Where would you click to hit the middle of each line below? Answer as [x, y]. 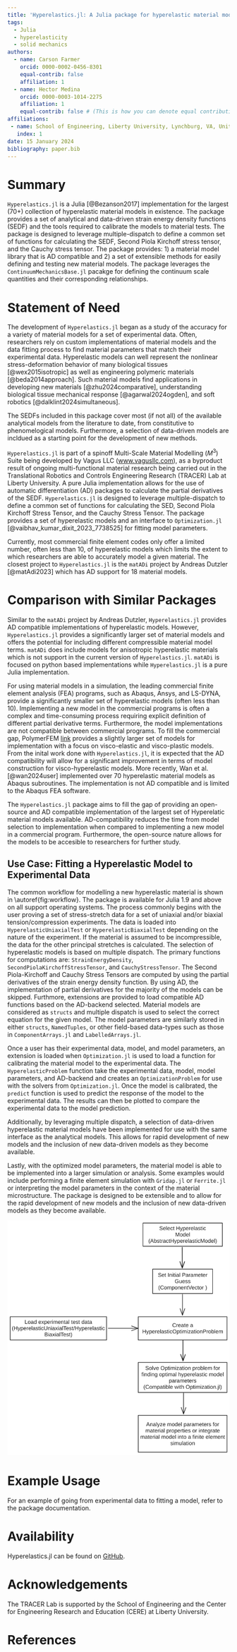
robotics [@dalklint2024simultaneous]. [64, 402]
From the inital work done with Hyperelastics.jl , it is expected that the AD [116, 753]
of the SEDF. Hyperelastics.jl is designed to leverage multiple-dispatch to [116, 498]
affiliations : [28, 119]
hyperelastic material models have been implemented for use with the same [117, 1129]
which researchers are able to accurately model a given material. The [108, 557]
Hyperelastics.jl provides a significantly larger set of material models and [116, 634]
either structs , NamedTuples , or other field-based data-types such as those [116, 1027]
